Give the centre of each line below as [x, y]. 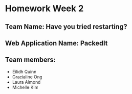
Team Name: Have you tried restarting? [66, 27]
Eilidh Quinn [24, 71]
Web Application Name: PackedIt [56, 43]
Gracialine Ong [27, 77]
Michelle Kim [25, 87]
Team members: [31, 60]
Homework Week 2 [44, 9]
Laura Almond [26, 82]
